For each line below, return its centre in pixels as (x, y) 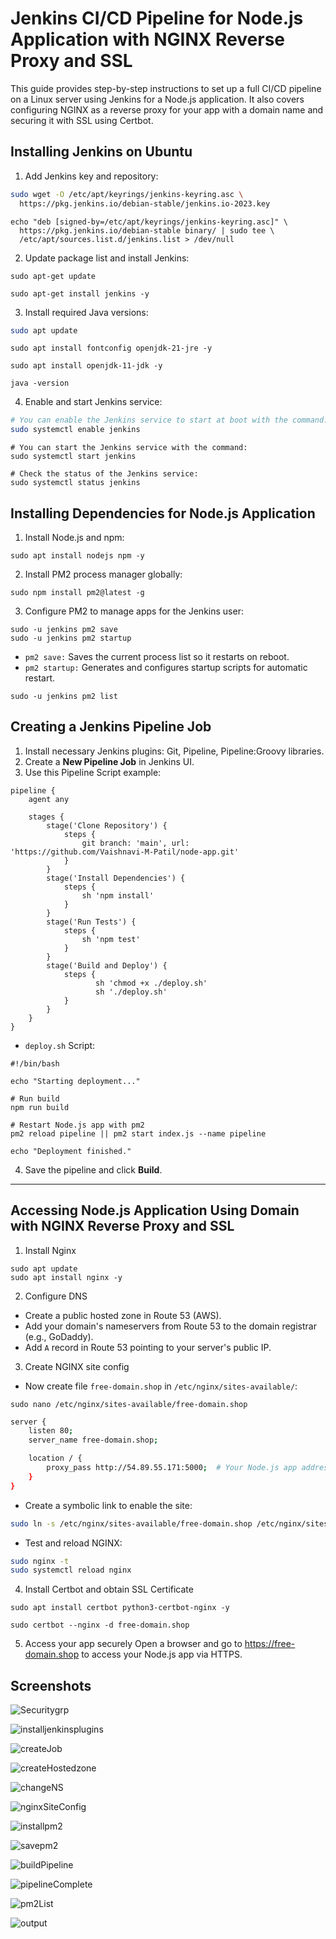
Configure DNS (56, 1296)
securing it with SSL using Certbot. (82, 120)
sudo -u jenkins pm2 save (64, 629)
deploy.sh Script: (60, 1045)
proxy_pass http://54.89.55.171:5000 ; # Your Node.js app (172, 1468)
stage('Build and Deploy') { (107, 965)
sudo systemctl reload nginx (71, 1570)
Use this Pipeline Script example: (93, 772)
